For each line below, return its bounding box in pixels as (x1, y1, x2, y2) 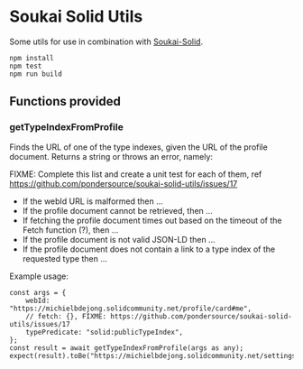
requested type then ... (22, 253, 108, 263)
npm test (9, 61, 42, 70)
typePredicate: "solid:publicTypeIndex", (25, 327, 183, 337)
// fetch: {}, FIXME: (25, 311, 106, 321)
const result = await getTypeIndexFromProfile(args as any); (9, 343, 244, 353)
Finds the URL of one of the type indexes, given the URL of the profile (9, 142, 268, 152)
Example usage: (9, 271, 69, 281)
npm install (9, 53, 54, 62)
